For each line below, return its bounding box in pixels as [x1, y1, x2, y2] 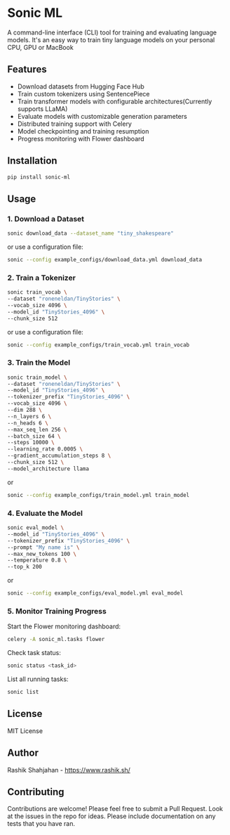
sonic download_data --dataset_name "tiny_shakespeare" [7, 230, 174, 237]
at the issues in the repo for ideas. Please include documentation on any [7, 812, 216, 820]
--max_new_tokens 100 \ [7, 550, 77, 557]
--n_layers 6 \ [7, 413, 52, 420]
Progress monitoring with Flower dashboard [17, 134, 145, 143]
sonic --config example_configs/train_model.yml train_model [7, 491, 190, 498]
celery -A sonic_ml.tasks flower [7, 636, 105, 643]
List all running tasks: [7, 675, 69, 683]
